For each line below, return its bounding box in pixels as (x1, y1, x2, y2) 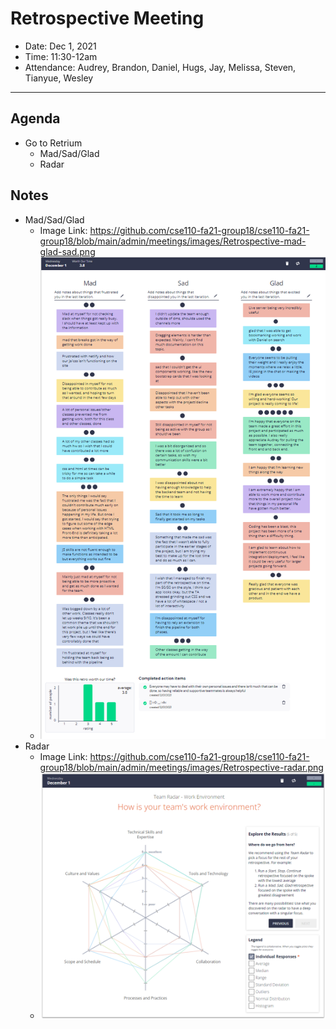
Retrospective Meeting (10, 7, 205, 30)
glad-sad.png (39, 245, 96, 257)
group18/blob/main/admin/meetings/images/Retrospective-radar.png (39, 761, 324, 773)
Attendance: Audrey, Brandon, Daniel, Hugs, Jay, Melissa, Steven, (24, 61, 297, 73)
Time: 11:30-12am (24, 50, 98, 62)
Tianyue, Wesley (24, 72, 94, 84)
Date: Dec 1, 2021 (24, 40, 97, 52)
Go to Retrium (24, 137, 83, 149)
